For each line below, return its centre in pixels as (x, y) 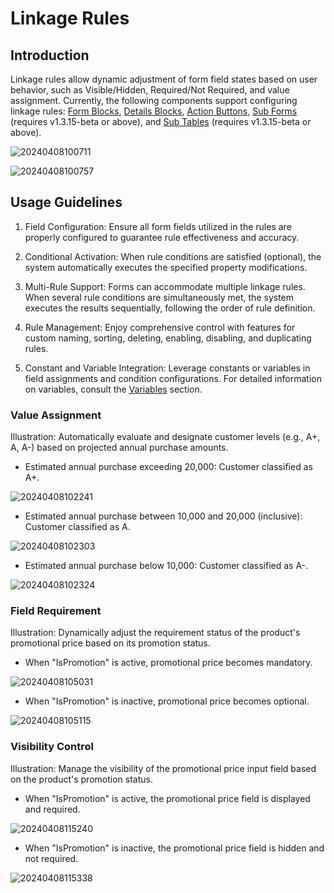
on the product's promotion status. (81, 779)
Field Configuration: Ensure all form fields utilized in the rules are (158, 226)
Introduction (50, 55)
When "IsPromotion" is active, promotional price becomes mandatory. (168, 663)
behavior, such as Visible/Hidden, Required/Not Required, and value (150, 90)
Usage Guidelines (66, 202)
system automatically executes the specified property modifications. (166, 267)
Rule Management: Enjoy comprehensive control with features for (160, 327)
